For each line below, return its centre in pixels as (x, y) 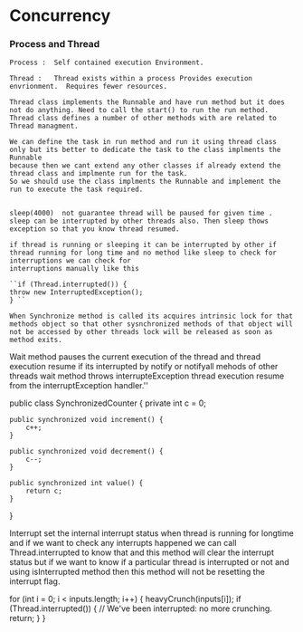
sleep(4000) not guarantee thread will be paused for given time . (141, 214)
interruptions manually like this (75, 269)
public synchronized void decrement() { (87, 452)
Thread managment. (44, 126)
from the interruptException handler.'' (79, 386)
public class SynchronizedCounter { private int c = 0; (108, 403)
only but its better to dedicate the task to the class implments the (145, 150)
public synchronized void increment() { (87, 420)
